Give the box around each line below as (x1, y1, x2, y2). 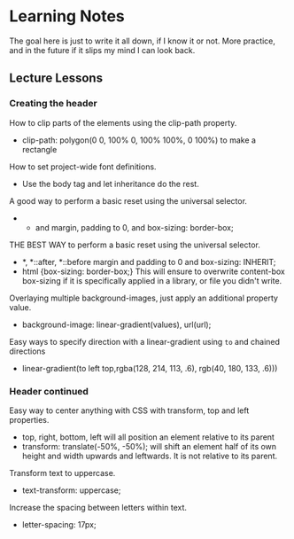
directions (9, 346, 46, 356)
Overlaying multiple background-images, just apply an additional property (9, 293, 279, 303)
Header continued (9, 385, 89, 397)
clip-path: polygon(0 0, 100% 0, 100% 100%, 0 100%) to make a (21, 135, 257, 145)
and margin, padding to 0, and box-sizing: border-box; (35, 222, 234, 232)
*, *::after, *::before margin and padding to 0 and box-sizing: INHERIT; (21, 256, 276, 267)
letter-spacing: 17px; (21, 519, 97, 529)
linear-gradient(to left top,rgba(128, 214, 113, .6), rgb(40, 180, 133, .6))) (21, 363, 278, 373)
